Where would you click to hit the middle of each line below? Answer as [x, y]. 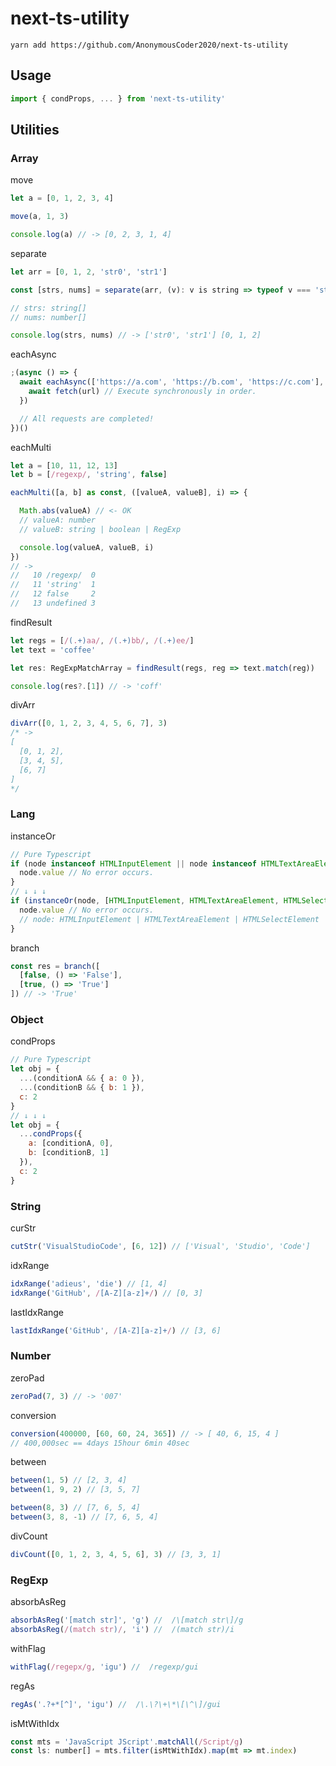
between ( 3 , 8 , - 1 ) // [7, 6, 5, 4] [84, 1517]
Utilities [35, 130]
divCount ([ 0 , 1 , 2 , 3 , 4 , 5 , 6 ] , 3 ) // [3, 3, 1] [116, 1554]
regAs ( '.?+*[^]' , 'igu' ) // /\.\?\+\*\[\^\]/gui [116, 1704]
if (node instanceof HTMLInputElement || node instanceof [133, 863]
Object [27, 1020]
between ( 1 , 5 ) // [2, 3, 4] [69, 1480]
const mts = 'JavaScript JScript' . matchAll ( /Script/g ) [127, 1742]
